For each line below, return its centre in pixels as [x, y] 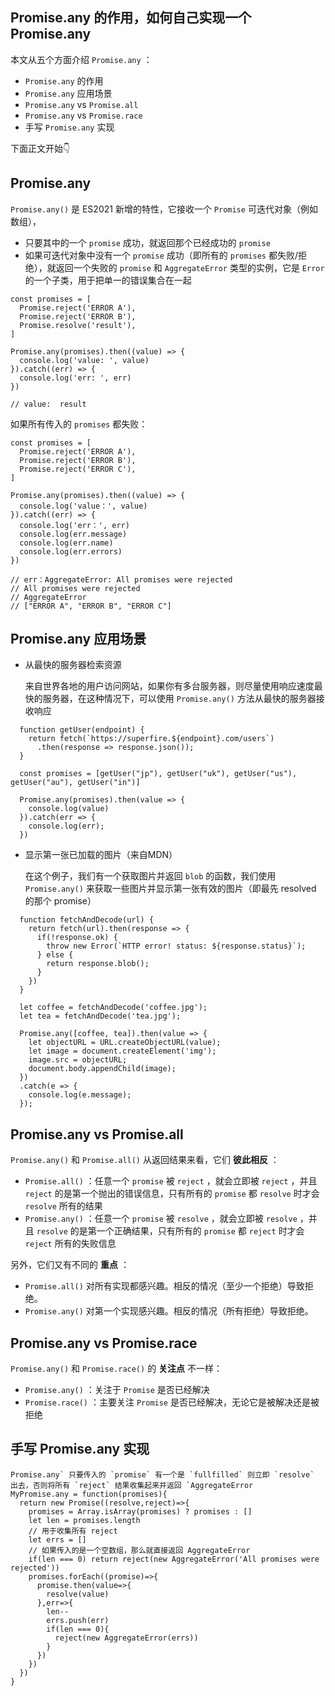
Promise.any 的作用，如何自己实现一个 [131, 18]
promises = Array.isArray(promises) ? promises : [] [140, 1511]
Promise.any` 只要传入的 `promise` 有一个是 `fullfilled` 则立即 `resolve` [162, 1474]
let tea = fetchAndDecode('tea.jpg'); [100, 1016]
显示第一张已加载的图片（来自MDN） [101, 855]
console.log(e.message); [80, 1095]
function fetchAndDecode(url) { [87, 920]
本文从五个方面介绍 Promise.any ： [81, 59]
